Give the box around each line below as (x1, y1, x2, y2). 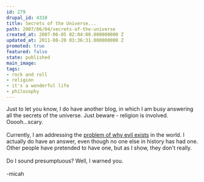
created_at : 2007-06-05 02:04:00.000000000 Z (6, 32, 124, 38)
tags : (6, 65, 20, 72)
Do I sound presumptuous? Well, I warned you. (6, 157, 124, 164)
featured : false (6, 49, 47, 55)
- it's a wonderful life (6, 83, 69, 89)
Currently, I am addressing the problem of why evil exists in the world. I (6, 131, 185, 138)
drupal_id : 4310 (6, 15, 47, 21)
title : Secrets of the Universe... (6, 20, 97, 26)
